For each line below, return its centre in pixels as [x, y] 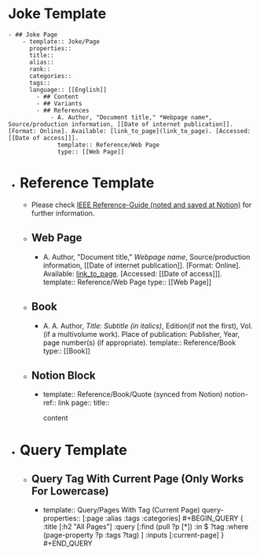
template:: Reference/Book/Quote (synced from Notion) [133, 394]
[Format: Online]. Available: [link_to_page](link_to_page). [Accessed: [130, 131]
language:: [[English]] [68, 90]
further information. [63, 213]
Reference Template [87, 183]
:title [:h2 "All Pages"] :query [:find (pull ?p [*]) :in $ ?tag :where [146, 527]
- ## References [63, 110]
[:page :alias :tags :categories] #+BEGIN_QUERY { [163, 518]
